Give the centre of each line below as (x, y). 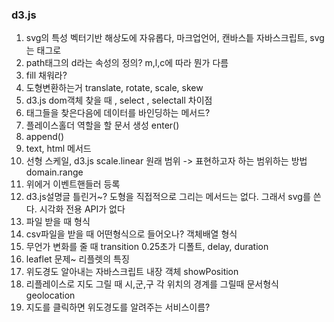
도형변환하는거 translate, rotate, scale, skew (114, 88)
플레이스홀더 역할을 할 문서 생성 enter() (102, 125)
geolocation (50, 295)
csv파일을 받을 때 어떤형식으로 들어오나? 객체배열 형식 (131, 234)
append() (45, 137)
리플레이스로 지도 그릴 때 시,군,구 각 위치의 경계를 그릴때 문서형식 (152, 284)
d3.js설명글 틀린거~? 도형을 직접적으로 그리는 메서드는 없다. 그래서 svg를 (168, 197)
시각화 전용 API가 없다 (82, 209)
